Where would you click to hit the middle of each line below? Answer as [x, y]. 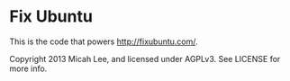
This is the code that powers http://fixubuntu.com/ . [104, 41]
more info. [28, 68]
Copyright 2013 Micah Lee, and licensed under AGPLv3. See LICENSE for [145, 58]
